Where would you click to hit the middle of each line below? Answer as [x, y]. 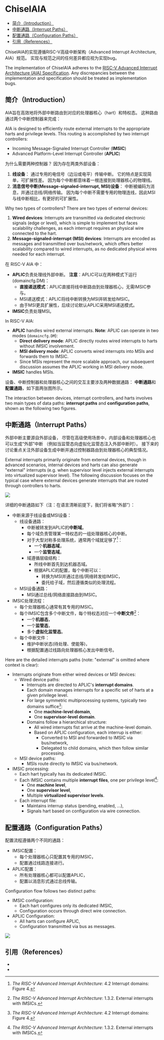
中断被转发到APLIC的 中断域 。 [56, 527]
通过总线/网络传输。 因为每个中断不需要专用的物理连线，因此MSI [90, 192]
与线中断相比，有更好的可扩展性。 [46, 198]
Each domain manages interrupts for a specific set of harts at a [90, 690]
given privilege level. [47, 695]
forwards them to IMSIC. [44, 356]
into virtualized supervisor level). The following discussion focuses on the [79, 475]
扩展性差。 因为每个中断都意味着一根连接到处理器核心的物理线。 [90, 180]
